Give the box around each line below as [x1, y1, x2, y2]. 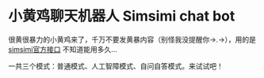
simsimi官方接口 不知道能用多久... [8, 44, 117, 54]
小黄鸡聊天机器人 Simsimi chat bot [8, 7, 235, 25]
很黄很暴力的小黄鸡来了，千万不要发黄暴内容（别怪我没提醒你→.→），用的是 [8, 35, 256, 44]
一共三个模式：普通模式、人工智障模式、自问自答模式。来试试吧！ [8, 61, 224, 71]
